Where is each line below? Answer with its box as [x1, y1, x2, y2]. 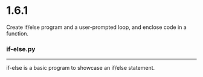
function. [6, 29, 29, 37]
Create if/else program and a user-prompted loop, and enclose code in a [6, 23, 187, 31]
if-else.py [6, 45, 36, 53]
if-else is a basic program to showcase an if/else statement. [6, 64, 155, 72]
